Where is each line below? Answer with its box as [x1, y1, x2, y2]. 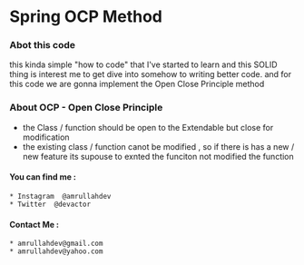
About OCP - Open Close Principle [9, 102, 163, 114]
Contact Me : [9, 219, 60, 230]
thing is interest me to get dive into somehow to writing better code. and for [9, 69, 292, 80]
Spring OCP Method [9, 6, 163, 27]
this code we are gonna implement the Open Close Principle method [9, 79, 265, 90]
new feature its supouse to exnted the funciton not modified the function [22, 151, 295, 162]
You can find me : [9, 172, 77, 182]
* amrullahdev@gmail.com [9, 239, 103, 249]
